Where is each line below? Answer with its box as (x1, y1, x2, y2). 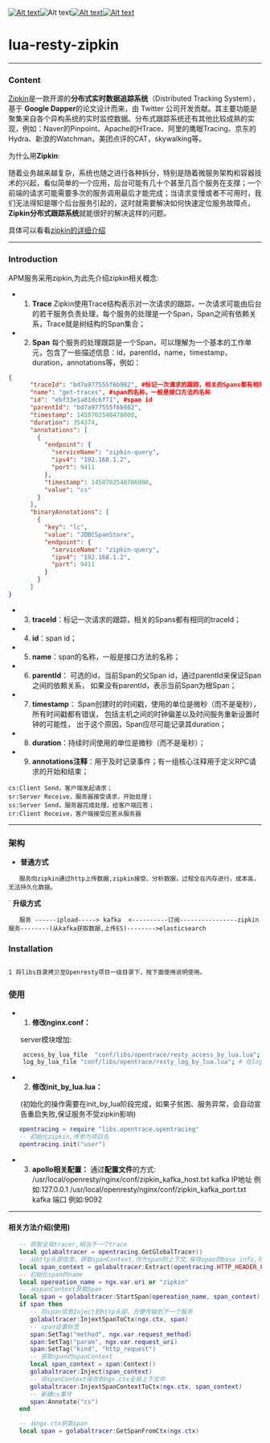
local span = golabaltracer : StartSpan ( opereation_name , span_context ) (18, 1293, 261, 1301)
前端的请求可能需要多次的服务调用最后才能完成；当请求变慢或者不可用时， (8, 188, 255, 198)
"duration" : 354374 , (29, 418, 99, 427)
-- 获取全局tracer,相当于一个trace (18, 1240, 127, 1249)
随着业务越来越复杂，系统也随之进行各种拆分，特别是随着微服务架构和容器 (8, 168, 255, 178)
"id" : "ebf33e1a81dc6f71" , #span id (29, 396, 153, 404)
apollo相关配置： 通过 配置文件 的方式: (31, 1164, 157, 1174)
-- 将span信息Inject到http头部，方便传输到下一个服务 (29, 1308, 193, 1316)
